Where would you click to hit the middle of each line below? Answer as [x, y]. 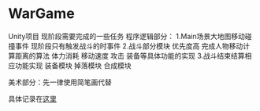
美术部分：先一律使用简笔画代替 [60, 82]
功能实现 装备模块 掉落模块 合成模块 [73, 65]
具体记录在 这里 [32, 98]
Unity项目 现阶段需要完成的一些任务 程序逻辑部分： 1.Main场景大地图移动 [127, 36]
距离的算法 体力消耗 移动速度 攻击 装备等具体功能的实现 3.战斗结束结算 [130, 55]
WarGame [41, 14]
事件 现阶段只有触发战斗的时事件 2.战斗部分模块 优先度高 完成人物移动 [129, 46]
